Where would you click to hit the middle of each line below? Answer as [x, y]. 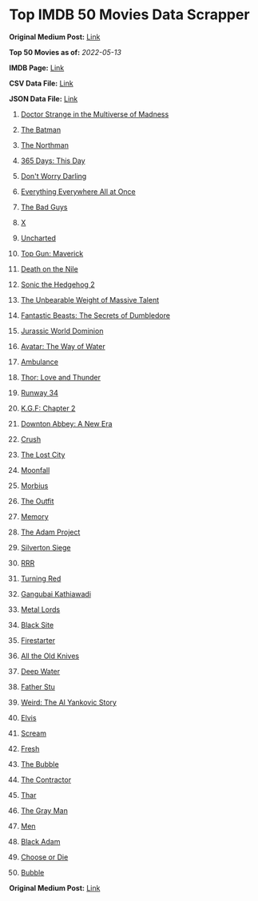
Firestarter [38, 640]
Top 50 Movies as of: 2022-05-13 [65, 52]
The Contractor [46, 780]
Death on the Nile [49, 268]
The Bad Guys [44, 207]
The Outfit [37, 501]
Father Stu [38, 687]
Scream [34, 733]
